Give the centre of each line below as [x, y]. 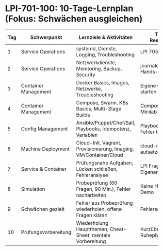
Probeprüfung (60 [97, 183]
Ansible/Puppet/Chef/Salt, [106, 123]
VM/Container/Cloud [99, 155]
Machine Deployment [45, 149]
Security [86, 74]
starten [148, 91]
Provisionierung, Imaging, [105, 149]
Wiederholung [92, 223]
